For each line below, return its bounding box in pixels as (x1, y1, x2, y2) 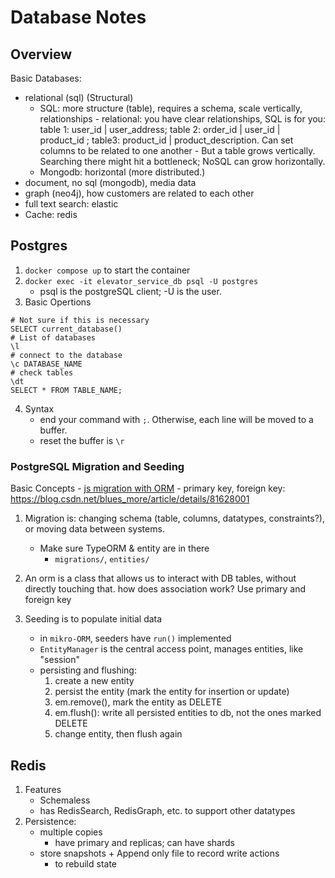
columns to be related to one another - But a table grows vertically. (39, 145, 316, 156)
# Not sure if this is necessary (10, 315, 150, 325)
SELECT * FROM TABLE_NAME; (10, 385, 123, 395)
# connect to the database (10, 350, 123, 360)
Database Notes (10, 6, 147, 29)
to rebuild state (54, 857, 118, 870)
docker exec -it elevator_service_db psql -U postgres (24, 276, 259, 286)
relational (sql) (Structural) (24, 92, 134, 103)
